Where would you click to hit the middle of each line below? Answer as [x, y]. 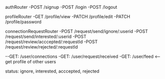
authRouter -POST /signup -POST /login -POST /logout [61, 7]
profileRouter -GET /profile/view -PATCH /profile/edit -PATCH [68, 16]
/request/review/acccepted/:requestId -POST [52, 42]
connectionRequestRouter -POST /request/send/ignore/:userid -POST [77, 31]
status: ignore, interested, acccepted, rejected [52, 71]
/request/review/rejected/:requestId [42, 47]
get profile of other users [30, 62]
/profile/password [23, 22]
